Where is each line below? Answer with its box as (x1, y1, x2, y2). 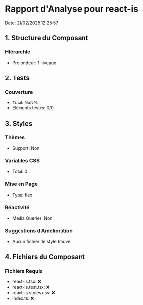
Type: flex (12, 192, 33, 198)
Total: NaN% (12, 100, 38, 106)
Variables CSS (5, 157, 40, 164)
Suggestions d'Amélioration (5, 227, 73, 234)
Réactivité (5, 204, 30, 211)
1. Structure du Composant (5, 34, 88, 42)
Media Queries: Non (12, 215, 53, 221)
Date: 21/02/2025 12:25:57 (5, 20, 59, 25)
